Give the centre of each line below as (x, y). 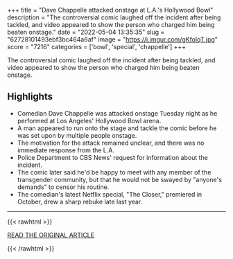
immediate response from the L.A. (66, 150)
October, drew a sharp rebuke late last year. (80, 202)
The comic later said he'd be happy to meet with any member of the (114, 172)
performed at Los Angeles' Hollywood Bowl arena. (89, 120)
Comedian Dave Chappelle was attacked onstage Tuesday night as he (117, 113)
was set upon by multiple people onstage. (77, 135)
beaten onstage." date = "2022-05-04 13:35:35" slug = (86, 32)
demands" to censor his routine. (63, 187)
